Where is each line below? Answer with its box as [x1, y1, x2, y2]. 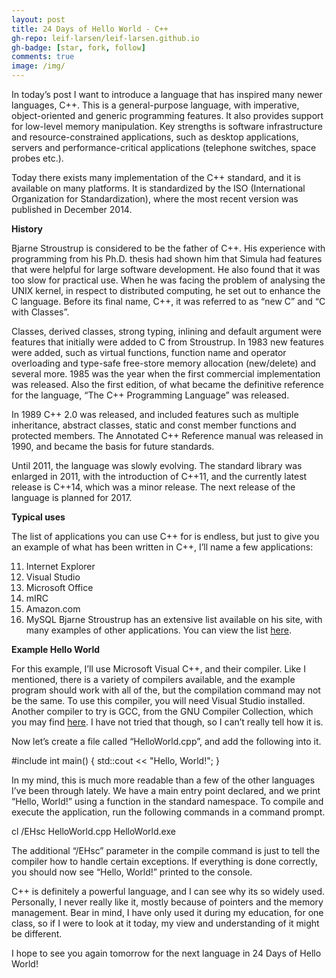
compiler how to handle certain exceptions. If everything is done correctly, [11, 856, 318, 867]
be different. [11, 928, 63, 940]
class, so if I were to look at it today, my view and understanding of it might [11, 917, 320, 929]
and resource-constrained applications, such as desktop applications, [11, 131, 299, 143]
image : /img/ [11, 61, 66, 71]
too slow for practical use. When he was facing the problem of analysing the [11, 274, 326, 286]
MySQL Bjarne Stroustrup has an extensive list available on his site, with [25, 614, 323, 625]
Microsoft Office [25, 582, 94, 593]
